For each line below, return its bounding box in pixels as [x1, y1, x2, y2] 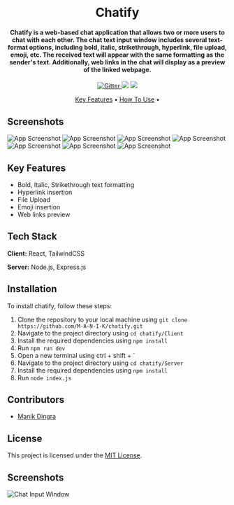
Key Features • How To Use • [75, 95, 160, 104]
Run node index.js [17, 373, 72, 382]
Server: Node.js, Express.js [7, 263, 87, 271]
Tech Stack [7, 230, 57, 242]
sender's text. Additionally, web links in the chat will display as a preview [9, 57, 226, 66]
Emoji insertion [17, 203, 61, 212]
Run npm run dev [17, 343, 66, 352]
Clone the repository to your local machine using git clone [17, 315, 188, 324]
